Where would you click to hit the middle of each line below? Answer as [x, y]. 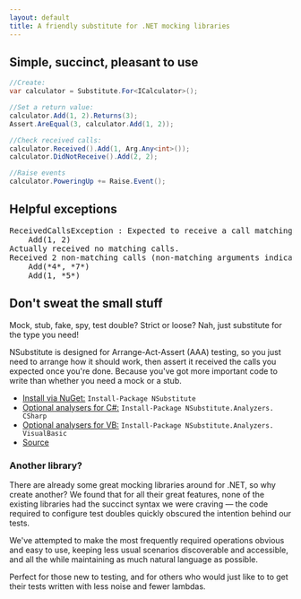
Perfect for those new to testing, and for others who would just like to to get [149, 577]
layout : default [39, 17]
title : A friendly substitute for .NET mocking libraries [120, 26]
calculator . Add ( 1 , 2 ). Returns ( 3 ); [74, 116]
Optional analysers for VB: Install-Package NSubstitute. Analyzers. [148, 425]
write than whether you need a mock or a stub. [95, 380]
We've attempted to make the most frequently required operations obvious [147, 540]
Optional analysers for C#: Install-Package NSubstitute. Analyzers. [148, 407]
